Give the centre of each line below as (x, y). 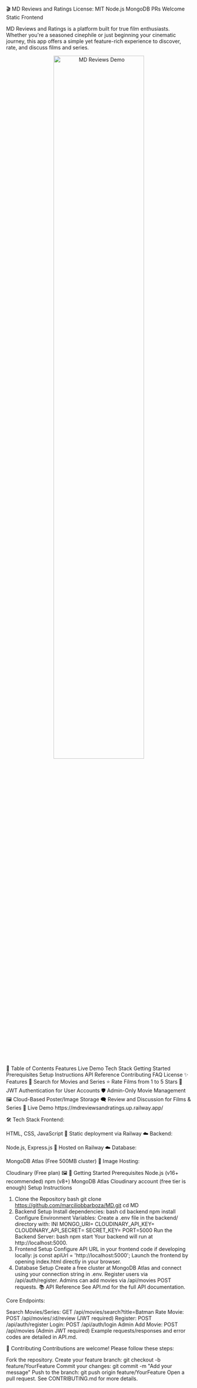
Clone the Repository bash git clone (58, 1199)
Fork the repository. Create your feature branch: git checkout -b (83, 1360)
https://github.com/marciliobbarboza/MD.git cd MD (77, 1205)
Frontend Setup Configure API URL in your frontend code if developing (100, 1249)
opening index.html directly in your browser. (68, 1261)
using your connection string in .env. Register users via (81, 1274)
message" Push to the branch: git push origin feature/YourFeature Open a (96, 1372)
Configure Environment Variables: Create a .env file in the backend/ (96, 1218)
